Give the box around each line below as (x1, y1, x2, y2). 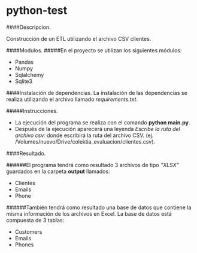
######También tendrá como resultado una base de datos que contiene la (6, 204, 192, 211)
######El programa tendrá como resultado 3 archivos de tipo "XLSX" (6, 161, 180, 168)
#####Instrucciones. (6, 107, 58, 114)
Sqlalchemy (14, 71, 44, 78)
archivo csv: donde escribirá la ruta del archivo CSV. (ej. (14, 132, 154, 139)
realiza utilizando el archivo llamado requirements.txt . (6, 96, 138, 103)
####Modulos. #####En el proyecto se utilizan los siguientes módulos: (6, 46, 182, 54)
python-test (6, 4, 68, 17)
